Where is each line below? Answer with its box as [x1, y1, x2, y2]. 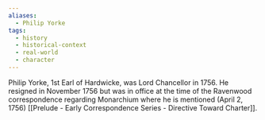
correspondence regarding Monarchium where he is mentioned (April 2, [8, 95, 244, 104]
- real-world [15, 48, 59, 56]
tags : [8, 26, 26, 34]
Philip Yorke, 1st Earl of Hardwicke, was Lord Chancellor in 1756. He [8, 77, 229, 87]
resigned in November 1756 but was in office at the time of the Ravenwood [8, 86, 252, 95]
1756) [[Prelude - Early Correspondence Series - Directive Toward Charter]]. [8, 103, 258, 112]
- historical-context [15, 41, 87, 49]
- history [15, 33, 48, 42]
